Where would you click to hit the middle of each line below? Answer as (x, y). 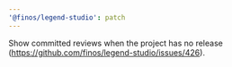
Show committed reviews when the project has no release (116, 43)
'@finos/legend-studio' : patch (67, 17)
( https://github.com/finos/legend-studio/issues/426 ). (107, 52)
